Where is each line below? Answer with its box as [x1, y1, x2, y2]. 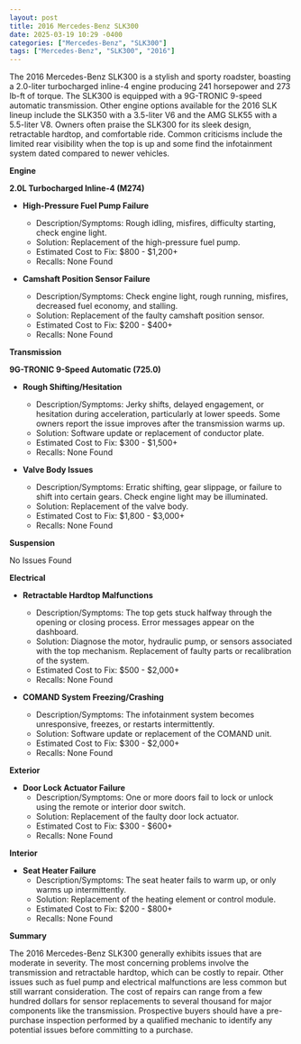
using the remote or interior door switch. [35, 802, 187, 813]
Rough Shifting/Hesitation [22, 382, 123, 393]
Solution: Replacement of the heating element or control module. [35, 894, 277, 905]
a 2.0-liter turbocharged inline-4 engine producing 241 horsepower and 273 [9, 81, 291, 92]
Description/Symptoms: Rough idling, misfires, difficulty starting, [35, 218, 277, 229]
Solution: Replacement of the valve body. [35, 501, 189, 512]
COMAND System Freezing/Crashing [22, 692, 164, 703]
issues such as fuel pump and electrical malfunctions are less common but [9, 976, 287, 987]
